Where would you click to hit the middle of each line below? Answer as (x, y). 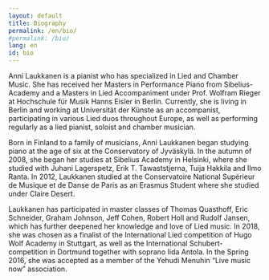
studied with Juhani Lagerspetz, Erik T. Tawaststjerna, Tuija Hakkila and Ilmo (135, 168)
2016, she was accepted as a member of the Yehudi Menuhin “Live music (130, 260)
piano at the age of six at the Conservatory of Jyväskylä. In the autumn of (130, 151)
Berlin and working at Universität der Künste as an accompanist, (114, 110)
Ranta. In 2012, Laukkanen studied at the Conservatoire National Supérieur (132, 177)
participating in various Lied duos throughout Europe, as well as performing (133, 118)
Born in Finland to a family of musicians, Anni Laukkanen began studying (128, 142)
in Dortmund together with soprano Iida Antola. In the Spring (149, 252)
